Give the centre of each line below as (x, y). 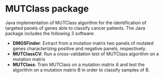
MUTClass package (47, 9)
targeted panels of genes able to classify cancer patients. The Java (75, 28)
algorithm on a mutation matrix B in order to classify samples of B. (81, 70)
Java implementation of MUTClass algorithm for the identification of (76, 23)
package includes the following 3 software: (50, 33)
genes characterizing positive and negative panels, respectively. (79, 48)
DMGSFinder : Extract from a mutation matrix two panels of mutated (83, 43)
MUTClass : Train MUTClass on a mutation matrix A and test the (78, 64)
